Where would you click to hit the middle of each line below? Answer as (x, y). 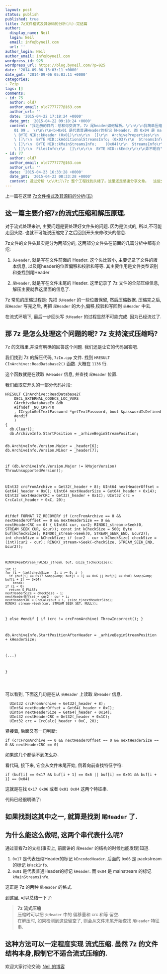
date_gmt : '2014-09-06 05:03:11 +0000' (46, 75)
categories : (17, 79)
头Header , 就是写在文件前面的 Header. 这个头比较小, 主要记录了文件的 (83, 260)
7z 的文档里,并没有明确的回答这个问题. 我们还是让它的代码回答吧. (72, 346)
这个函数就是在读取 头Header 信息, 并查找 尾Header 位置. (61, 374)
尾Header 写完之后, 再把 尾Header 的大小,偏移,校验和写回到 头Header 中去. (78, 306)
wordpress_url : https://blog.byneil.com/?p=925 (55, 65)
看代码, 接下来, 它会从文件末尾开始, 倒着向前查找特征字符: (64, 765)
